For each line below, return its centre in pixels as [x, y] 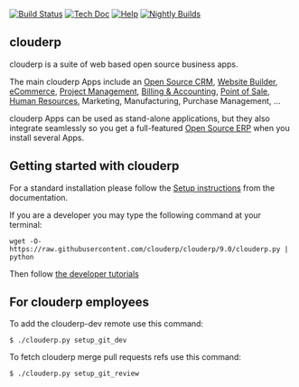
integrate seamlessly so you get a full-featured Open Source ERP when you [150, 127]
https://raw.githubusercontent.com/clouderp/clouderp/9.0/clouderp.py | [149, 249]
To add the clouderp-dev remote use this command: [107, 324]
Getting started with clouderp [94, 166]
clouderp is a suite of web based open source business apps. [124, 64]
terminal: [26, 224]
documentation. [39, 197]
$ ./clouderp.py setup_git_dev [68, 340]
